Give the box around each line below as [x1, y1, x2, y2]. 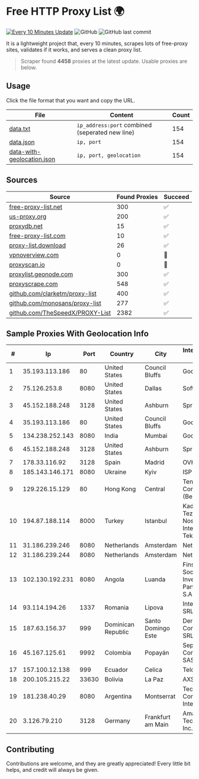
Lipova [145, 604, 164, 612]
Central [145, 485, 165, 493]
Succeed [163, 193, 190, 201]
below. [20, 63, 37, 71]
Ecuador [104, 666, 129, 674]
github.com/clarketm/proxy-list [9, 289, 97, 297]
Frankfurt [145, 713, 171, 722]
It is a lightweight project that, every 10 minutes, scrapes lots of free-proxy [6, 40, 188, 47]
